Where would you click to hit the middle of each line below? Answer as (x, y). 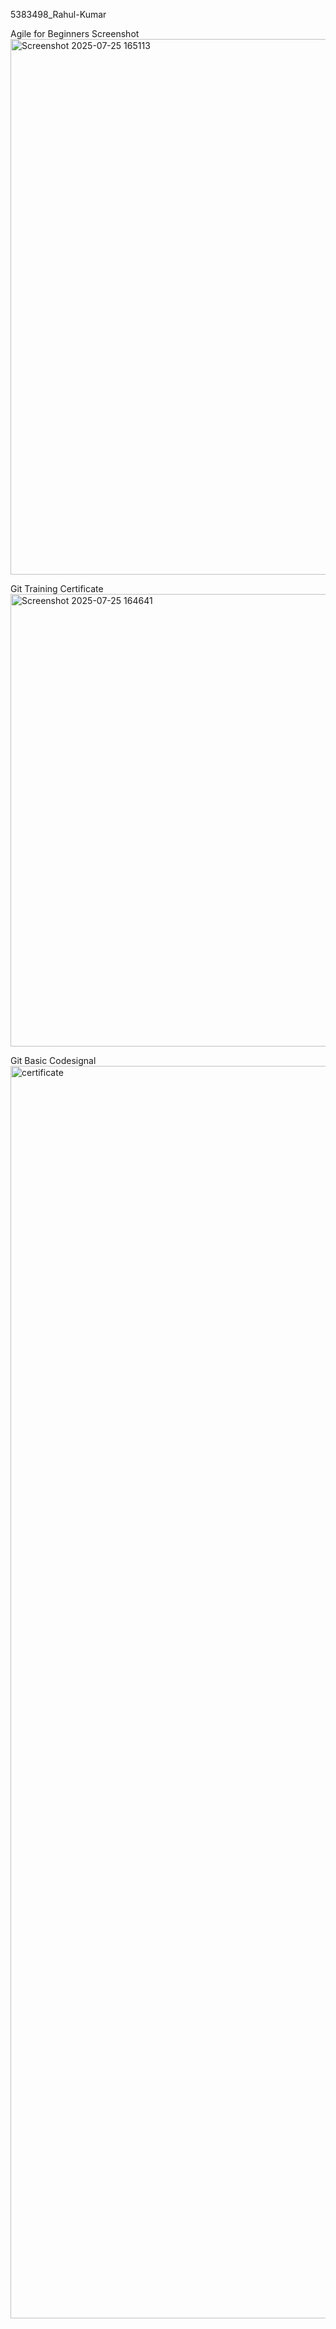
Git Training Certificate (57, 588)
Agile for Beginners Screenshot (75, 33)
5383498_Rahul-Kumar (58, 14)
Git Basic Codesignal (53, 1060)
